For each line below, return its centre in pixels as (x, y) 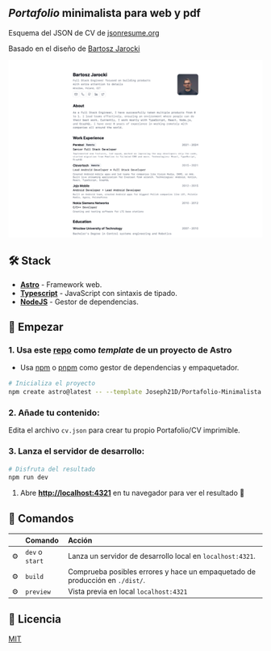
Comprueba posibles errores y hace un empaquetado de (162, 572)
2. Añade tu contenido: (54, 412)
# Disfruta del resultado (52, 469)
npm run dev (28, 478)
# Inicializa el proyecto (52, 383)
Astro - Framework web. (61, 284)
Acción (80, 540)
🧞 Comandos (41, 518)
